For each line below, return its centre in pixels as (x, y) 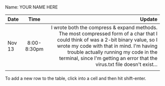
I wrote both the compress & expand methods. (104, 28)
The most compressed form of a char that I (108, 34)
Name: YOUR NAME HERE (31, 7)
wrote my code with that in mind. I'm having (107, 46)
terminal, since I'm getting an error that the (108, 58)
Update (149, 19)
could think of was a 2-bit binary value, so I (107, 40)
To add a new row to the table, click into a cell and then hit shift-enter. (76, 78)
